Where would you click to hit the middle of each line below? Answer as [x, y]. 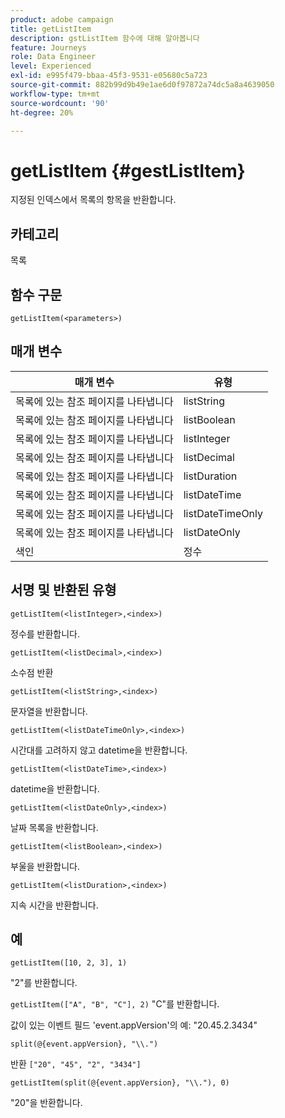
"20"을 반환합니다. [46, 1103]
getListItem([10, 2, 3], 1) [69, 963]
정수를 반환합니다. [45, 633]
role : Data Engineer [53, 57]
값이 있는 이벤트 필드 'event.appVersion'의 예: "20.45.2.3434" [134, 1025]
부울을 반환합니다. [45, 866]
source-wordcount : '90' [60, 103]
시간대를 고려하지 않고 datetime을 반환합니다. [99, 750]
